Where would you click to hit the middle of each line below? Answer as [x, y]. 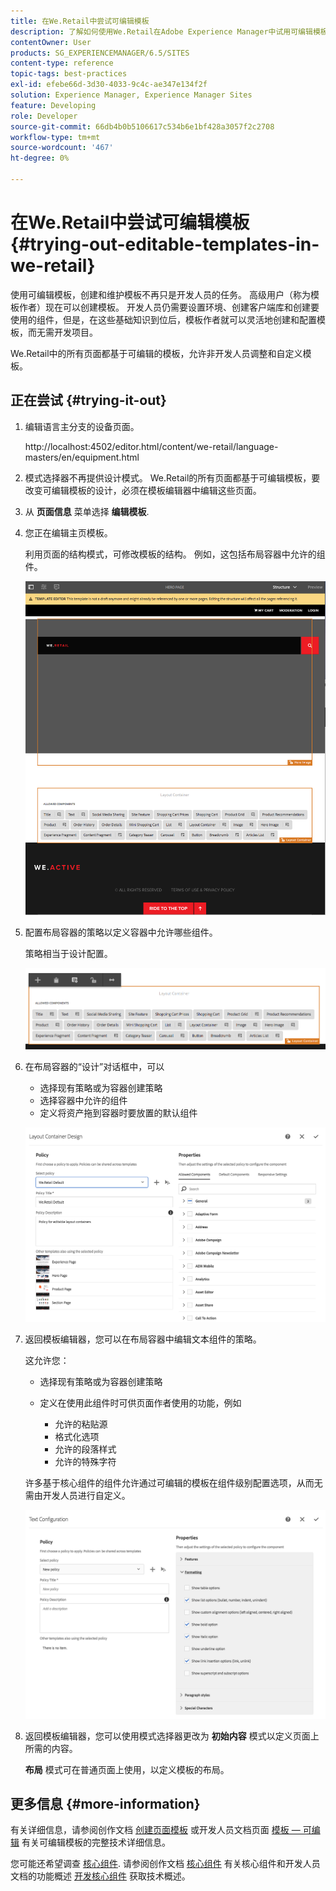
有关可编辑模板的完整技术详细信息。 [96, 1842]
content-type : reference [62, 63]
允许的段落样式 [85, 1449]
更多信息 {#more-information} [105, 1804]
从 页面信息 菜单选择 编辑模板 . [87, 511]
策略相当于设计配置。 [68, 953]
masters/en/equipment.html [82, 457]
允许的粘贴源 [81, 1424]
